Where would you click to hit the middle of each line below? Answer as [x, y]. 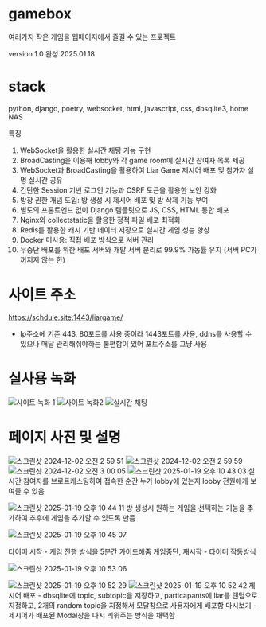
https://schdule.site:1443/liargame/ [66, 317]
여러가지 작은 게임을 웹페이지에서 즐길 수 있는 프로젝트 [92, 37]
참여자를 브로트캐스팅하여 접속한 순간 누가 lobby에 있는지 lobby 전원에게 [136, 481]
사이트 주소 [42, 295]
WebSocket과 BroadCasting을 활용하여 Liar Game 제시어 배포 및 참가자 [133, 170]
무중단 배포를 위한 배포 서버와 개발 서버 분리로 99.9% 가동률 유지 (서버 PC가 [138, 249]
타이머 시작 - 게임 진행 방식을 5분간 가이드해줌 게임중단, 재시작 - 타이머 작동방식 [132, 551]
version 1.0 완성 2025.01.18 [52, 53]
